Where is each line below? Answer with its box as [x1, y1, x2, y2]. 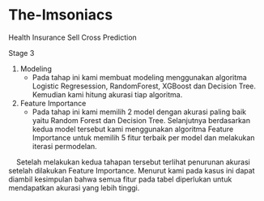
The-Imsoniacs [8, 6, 113, 24]
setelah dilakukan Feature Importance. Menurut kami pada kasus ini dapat [8, 165, 255, 175]
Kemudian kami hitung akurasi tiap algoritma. [32, 89, 183, 99]
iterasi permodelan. [32, 141, 97, 151]
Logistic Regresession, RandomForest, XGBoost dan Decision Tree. [32, 81, 257, 91]
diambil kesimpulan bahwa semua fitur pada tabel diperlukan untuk [8, 174, 232, 184]
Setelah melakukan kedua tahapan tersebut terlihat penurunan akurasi [15, 156, 251, 167]
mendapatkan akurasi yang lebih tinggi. [8, 182, 140, 192]
